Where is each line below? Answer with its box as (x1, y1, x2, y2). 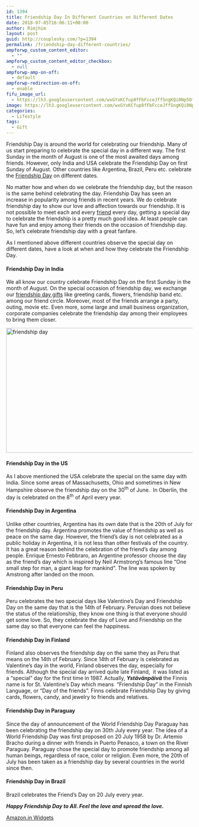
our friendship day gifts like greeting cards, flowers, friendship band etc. (6, 291, 183, 298)
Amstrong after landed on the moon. (6, 570, 95, 578)
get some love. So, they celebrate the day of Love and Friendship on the (6, 617, 182, 624)
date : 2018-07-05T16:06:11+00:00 (6, 20, 89, 25)
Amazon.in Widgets (6, 814, 54, 821)
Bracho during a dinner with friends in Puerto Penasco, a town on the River (6, 739, 189, 746)
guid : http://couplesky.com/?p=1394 (6, 36, 97, 42)
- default (11, 75, 36, 81)
